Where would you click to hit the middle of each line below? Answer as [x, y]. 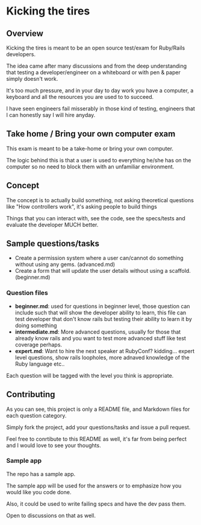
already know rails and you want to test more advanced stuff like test [100, 338]
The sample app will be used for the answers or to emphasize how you [94, 485]
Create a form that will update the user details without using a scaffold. [103, 271]
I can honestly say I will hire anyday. [51, 115]
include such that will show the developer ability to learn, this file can [100, 313]
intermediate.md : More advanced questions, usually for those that [98, 332]
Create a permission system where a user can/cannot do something [99, 258]
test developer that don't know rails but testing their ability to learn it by [104, 319]
